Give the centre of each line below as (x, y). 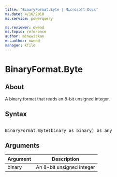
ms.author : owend (22, 41)
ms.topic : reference (26, 32)
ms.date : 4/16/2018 (25, 14)
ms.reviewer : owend (25, 27)
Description (66, 159)
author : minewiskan (25, 36)
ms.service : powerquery (29, 18)
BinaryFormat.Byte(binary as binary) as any (59, 130)
